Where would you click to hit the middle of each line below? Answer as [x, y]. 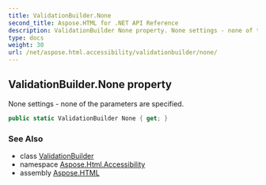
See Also [26, 138]
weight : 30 [26, 45]
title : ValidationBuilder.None [60, 15]
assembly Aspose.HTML [60, 172]
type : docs [26, 38]
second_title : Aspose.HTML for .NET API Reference [93, 23]
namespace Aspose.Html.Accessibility [82, 164]
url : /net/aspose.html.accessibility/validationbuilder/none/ [113, 52]
